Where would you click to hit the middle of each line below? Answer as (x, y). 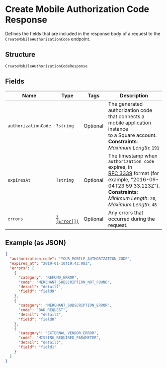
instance (118, 129)
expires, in (120, 167)
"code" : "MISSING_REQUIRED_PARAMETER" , (59, 338)
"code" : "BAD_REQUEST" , (43, 310)
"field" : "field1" (37, 347)
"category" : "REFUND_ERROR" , (48, 277)
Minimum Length (128, 198)
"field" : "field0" (37, 319)
